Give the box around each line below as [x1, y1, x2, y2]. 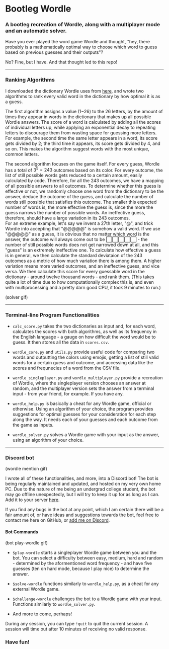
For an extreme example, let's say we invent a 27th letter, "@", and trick [5, 220, 153, 226]
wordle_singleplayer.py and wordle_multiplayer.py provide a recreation [12, 374, 163, 380]
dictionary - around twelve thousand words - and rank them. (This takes [5, 274, 154, 280]
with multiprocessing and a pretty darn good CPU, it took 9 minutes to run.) [5, 285, 161, 291]
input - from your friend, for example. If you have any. [12, 390, 124, 396]
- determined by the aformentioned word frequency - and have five [12, 560, 152, 566]
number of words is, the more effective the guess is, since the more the [5, 204, 153, 210]
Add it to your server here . [5, 497, 60, 503]
